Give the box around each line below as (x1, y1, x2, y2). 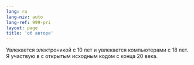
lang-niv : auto (6, 14, 43, 20)
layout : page (6, 25, 38, 31)
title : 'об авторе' (6, 30, 54, 36)
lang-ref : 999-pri (6, 19, 51, 25)
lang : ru (6, 8, 28, 15)
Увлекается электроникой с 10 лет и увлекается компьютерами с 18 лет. (6, 46, 189, 53)
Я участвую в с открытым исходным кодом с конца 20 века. (6, 53, 158, 60)
